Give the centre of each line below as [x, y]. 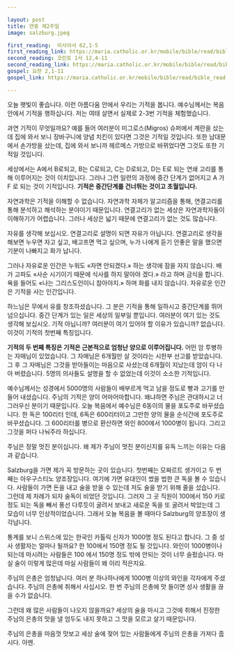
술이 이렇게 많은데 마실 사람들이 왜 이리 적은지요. [80, 563]
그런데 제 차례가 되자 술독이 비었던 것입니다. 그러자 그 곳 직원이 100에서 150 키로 [116, 496]
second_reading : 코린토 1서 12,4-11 [57, 58]
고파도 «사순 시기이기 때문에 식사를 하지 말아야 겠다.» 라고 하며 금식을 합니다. [119, 274]
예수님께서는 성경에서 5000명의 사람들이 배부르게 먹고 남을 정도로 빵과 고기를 [112, 388]
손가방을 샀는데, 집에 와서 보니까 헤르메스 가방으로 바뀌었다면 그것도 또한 [118, 145]
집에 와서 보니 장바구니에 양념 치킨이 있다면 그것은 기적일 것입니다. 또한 [111, 136]
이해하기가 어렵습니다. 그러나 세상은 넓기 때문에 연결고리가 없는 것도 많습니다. [112, 218]
